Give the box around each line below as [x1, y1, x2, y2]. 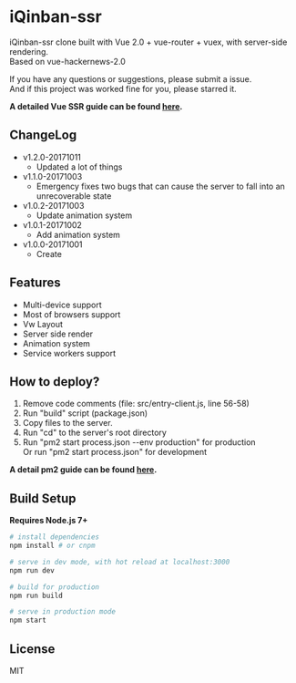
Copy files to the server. [22, 418, 113, 429]
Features [9, 275, 61, 291]
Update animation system [36, 210, 133, 221]
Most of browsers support [22, 308, 121, 320]
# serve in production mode [9, 607, 117, 616]
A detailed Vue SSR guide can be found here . [9, 100, 183, 111]
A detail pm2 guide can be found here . [9, 464, 158, 475]
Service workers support [22, 347, 117, 358]
